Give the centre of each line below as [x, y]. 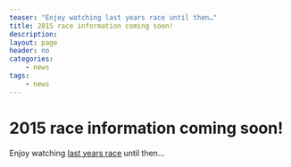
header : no [29, 51]
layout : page [33, 42]
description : [33, 34]
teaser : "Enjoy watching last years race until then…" [113, 17]
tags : [19, 76]
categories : [31, 59]
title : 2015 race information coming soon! [91, 26]
